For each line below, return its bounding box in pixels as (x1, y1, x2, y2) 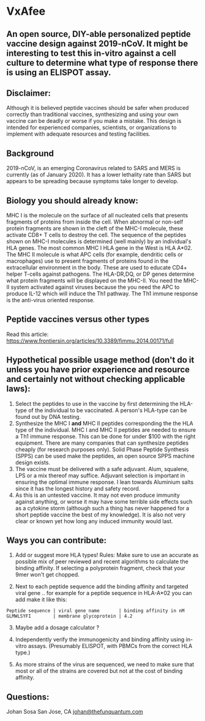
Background (6, 148, 54, 158)
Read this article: (6, 330, 49, 338)
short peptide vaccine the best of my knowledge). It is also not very (15, 511, 186, 518)
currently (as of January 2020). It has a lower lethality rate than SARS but (6, 171, 192, 179)
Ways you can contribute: (6, 536, 107, 546)
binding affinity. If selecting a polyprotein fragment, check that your (15, 564, 185, 572)
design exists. (15, 459, 51, 466)
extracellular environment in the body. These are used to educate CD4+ (6, 264, 188, 271)
